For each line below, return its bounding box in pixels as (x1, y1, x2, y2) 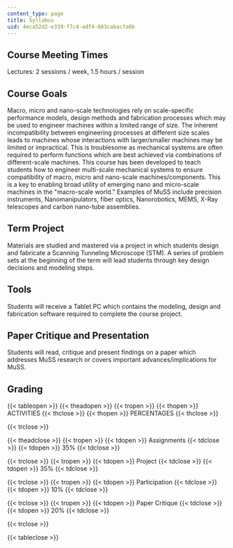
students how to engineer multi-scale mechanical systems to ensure (7, 165, 203, 174)
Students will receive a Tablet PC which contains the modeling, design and (7, 302, 221, 310)
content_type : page (7, 10, 64, 17)
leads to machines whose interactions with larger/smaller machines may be (7, 136, 223, 144)
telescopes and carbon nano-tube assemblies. (7, 203, 141, 211)
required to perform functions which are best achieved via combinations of (7, 151, 222, 159)
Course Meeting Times (7, 49, 109, 61)
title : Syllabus (7, 17, 54, 24)
